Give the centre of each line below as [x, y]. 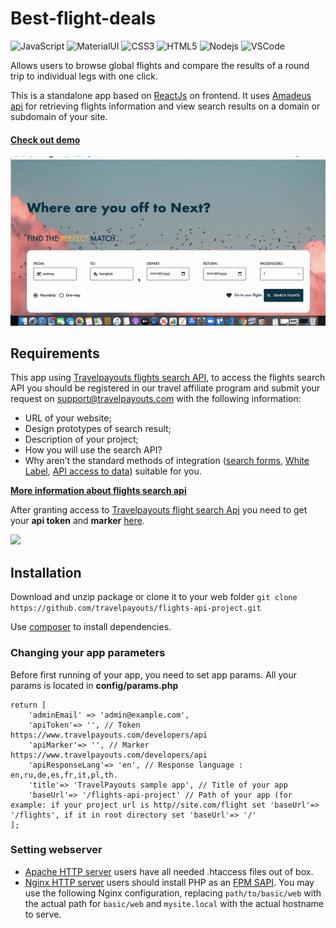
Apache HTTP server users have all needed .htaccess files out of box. [169, 871]
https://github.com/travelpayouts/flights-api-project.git [136, 608]
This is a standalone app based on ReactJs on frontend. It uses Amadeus [161, 95]
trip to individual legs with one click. [84, 76]
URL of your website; [68, 418]
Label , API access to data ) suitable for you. [113, 471]
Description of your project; [81, 439]
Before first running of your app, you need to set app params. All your [153, 674]
